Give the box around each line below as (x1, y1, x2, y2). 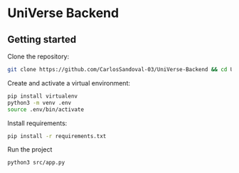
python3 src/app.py (7, 159, 65, 167)
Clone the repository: (7, 52, 70, 61)
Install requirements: (7, 119, 68, 127)
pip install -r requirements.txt (7, 132, 107, 140)
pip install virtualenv (7, 93, 78, 100)
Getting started (7, 33, 77, 46)
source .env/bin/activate (7, 105, 84, 113)
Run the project (7, 145, 53, 154)
